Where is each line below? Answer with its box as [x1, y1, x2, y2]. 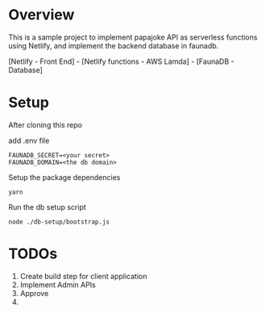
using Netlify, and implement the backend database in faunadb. [8, 40, 219, 50]
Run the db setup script [8, 202, 86, 211]
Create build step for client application [19, 271, 148, 281]
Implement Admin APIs [19, 280, 97, 290]
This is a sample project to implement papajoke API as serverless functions [8, 32, 258, 42]
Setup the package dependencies [8, 172, 121, 182]
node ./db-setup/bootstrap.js [8, 218, 110, 226]
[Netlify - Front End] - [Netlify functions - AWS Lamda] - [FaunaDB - [8, 56, 235, 66]
